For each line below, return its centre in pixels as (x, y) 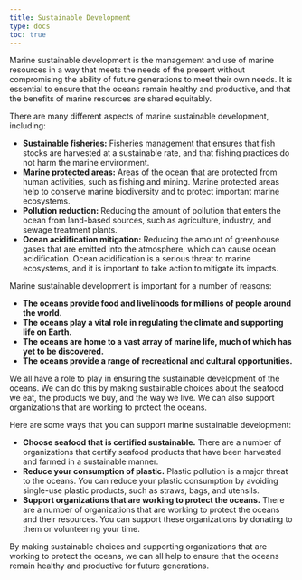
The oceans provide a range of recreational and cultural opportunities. (157, 361)
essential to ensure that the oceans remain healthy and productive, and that (150, 89)
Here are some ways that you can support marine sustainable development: (151, 425)
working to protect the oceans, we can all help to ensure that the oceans (144, 556)
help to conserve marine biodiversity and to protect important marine (151, 192)
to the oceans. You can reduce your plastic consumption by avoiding (150, 481)
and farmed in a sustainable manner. (90, 461)
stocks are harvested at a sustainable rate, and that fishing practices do (156, 153)
